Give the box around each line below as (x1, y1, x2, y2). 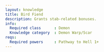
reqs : (5, 35, 16, 40)
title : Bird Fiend (5, 12, 43, 17)
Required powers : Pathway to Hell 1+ (9, 40, 99, 45)
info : (5, 21, 16, 26)
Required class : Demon (9, 26, 70, 31)
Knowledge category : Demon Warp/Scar (9, 30, 93, 35)
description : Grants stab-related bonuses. (5, 16, 97, 21)
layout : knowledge (5, 7, 43, 12)
